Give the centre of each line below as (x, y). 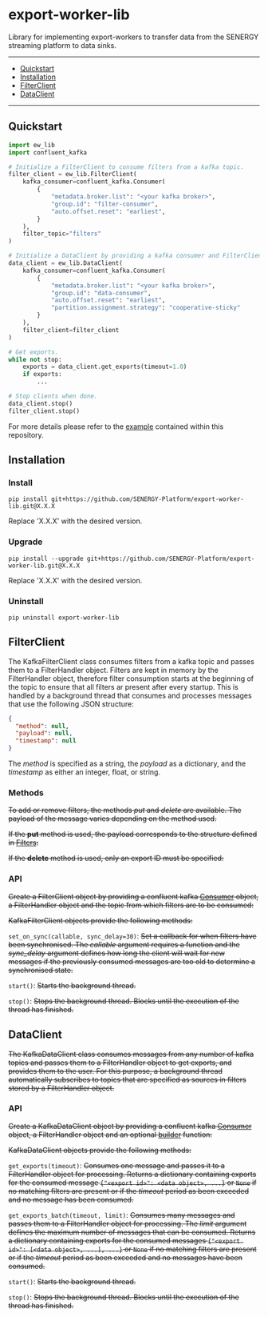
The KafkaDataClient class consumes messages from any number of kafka (131, 1054)
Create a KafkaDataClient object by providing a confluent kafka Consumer (130, 1126)
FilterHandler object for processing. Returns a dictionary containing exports (132, 1174)
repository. (26, 434)
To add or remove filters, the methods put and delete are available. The (125, 811)
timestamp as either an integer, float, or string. (85, 772)
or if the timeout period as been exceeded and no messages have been (126, 1257)
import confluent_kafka (48, 152)
